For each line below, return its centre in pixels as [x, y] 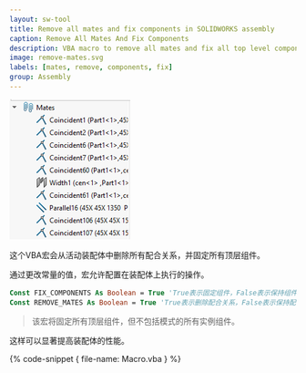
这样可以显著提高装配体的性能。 [69, 340]
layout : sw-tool [40, 19]
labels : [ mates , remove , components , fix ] [91, 67]
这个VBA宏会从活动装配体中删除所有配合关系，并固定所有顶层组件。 [138, 254]
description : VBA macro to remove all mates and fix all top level [140, 48]
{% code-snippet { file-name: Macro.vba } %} [96, 358]
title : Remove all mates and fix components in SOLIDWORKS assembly [142, 29]
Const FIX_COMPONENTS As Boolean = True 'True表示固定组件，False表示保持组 [150, 293]
